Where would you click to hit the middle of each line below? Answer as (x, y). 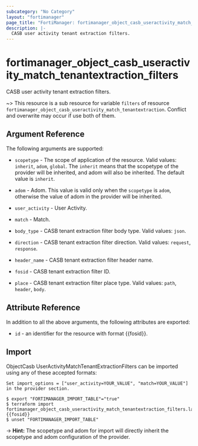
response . (26, 248)
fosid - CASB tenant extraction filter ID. (62, 271)
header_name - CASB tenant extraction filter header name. (84, 260)
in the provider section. (38, 388)
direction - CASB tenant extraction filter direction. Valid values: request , (103, 242)
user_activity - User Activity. (51, 208)
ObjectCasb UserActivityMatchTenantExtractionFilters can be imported (92, 366)
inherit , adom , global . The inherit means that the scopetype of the (96, 166)
